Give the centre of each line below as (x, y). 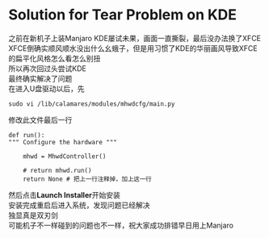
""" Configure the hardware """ (63, 142)
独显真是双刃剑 (33, 215)
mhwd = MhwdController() (65, 156)
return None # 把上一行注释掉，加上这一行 (87, 179)
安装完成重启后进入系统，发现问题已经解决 (79, 205)
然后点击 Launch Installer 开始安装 (65, 194)
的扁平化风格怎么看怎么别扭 (55, 58)
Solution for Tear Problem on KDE (122, 15)
